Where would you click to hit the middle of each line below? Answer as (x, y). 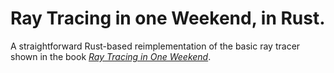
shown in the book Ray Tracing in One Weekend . (111, 56)
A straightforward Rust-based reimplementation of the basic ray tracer (155, 46)
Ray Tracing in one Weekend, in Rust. (168, 18)
